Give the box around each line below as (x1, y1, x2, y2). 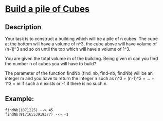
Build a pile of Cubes (5, 3, 90, 15)
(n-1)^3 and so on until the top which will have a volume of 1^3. (5, 46, 130, 52)
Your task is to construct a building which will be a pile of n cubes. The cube (5, 36, 158, 41)
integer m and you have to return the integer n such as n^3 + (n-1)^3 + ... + (5, 76, 155, 81)
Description (5, 23, 41, 31)
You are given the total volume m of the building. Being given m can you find (5, 56, 158, 61)
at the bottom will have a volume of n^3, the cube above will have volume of (5, 41, 157, 47)
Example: (5, 95, 34, 103)
